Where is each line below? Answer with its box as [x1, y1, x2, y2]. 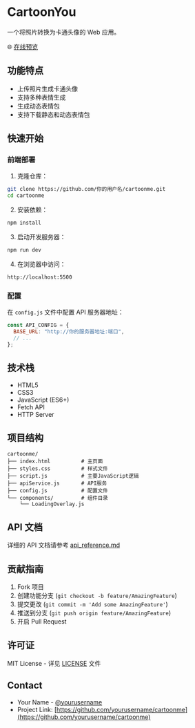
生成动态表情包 [17, 102, 60, 110]
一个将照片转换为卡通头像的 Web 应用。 [7, 28, 121, 36]
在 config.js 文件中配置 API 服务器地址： [7, 308, 124, 317]
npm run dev [7, 247, 41, 254]
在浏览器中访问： [17, 260, 66, 268]
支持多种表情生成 [17, 93, 66, 101]
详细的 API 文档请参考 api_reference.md [7, 541, 121, 550]
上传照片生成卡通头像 [17, 84, 78, 93]
